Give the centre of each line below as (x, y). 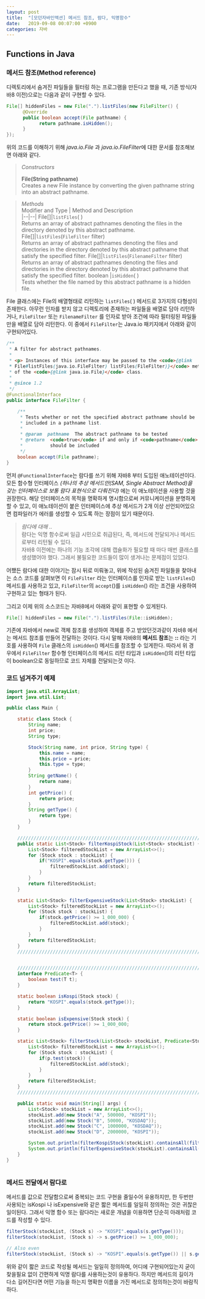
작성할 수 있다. (34, 1220)
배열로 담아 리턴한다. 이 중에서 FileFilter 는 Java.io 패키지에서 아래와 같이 (107, 324)
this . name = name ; (62, 753)
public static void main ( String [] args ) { (72, 1104)
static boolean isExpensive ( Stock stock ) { (74, 1019)
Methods (32, 204)
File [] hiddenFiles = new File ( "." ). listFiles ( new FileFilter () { (92, 106)
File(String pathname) (49, 179)
